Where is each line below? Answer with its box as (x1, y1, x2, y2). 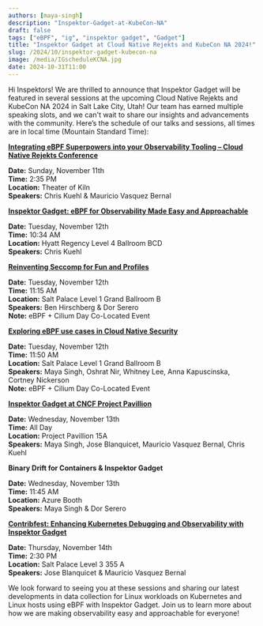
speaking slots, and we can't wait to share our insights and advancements (8, 110, 250, 119)
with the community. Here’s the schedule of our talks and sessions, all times (8, 118, 255, 127)
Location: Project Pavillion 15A (8, 431, 108, 440)
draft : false (8, 26, 51, 34)
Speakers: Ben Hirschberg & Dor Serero (8, 302, 139, 312)
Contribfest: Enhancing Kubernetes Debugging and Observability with (8, 519, 244, 528)
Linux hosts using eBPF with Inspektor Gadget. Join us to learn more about (8, 600, 252, 609)
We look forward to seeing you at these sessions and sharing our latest (8, 583, 239, 593)
